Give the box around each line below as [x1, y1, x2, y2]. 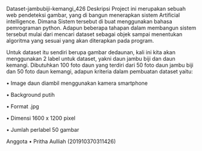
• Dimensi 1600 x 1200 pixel [6, 114, 75, 122]
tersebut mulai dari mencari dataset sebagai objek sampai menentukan [6, 31, 183, 38]
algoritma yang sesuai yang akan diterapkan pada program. [6, 37, 154, 44]
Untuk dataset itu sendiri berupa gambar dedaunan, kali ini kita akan [6, 49, 176, 56]
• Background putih [6, 91, 55, 98]
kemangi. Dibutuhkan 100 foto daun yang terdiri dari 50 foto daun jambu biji [6, 61, 194, 69]
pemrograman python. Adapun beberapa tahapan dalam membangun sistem [6, 24, 197, 31]
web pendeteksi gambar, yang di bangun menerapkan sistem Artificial [6, 11, 180, 19]
